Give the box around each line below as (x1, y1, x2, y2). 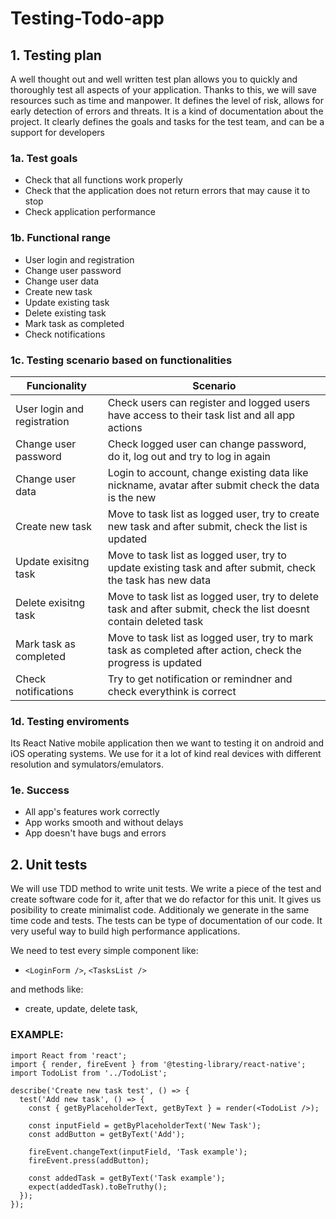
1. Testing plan (10, 47, 102, 64)
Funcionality (26, 378, 87, 392)
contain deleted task (107, 614, 204, 628)
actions (107, 420, 143, 434)
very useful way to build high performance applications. (10, 925, 241, 937)
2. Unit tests (10, 856, 88, 873)
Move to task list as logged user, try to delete (107, 589, 319, 603)
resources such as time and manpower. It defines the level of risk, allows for (10, 95, 324, 106)
